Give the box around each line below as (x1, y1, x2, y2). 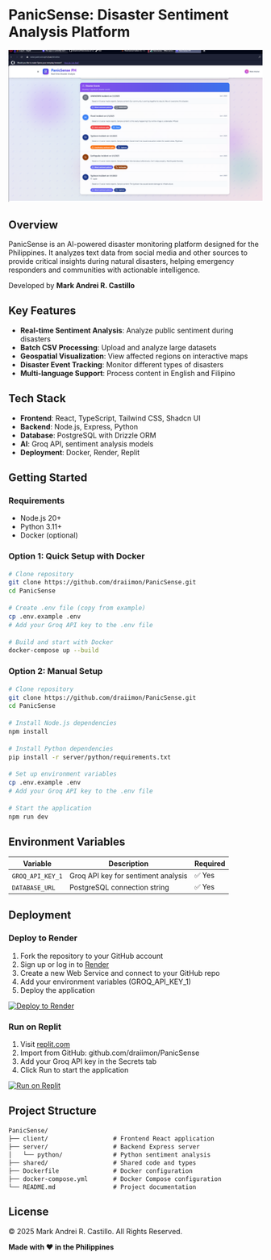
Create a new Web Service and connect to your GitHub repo (19, 968, 220, 977)
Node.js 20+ (19, 513, 62, 523)
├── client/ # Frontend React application (8, 1134, 215, 1143)
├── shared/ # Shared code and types (8, 1158, 197, 1167)
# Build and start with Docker (8, 638, 114, 647)
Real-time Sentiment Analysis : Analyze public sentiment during (19, 325, 234, 335)
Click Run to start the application (19, 1065, 129, 1074)
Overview (8, 218, 59, 232)
